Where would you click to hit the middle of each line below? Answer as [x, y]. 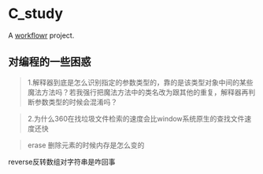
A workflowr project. [41, 35]
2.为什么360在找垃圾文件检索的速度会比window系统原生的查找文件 [136, 118]
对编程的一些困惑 [50, 62]
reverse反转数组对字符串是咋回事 [62, 161]
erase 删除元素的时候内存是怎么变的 [86, 145]
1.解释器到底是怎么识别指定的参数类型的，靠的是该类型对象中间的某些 [140, 82]
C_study [36, 14]
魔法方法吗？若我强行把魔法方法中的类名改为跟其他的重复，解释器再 [138, 92]
